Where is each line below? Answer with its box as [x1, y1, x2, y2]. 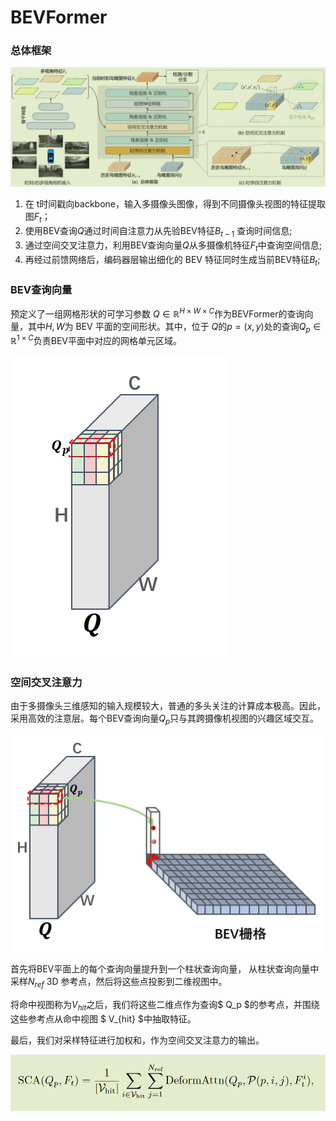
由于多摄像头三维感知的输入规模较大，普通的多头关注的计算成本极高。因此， [10, 700, 326, 712]
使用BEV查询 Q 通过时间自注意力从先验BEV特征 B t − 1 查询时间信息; [24, 225, 293, 240]
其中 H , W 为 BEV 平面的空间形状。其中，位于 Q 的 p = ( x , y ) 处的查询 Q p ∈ [27, 320, 322, 335]
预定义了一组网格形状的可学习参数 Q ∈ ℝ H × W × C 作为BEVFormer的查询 [10, 306, 305, 320]
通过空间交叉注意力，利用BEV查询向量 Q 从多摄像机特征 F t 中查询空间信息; [24, 239, 323, 253]
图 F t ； [24, 211, 51, 225]
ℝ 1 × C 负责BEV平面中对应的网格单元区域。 [10, 333, 183, 347]
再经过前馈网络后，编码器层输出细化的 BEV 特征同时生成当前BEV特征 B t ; [24, 253, 321, 268]
